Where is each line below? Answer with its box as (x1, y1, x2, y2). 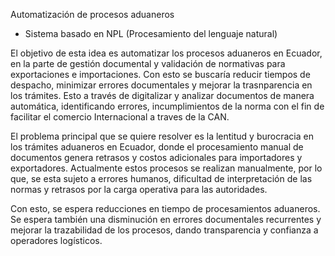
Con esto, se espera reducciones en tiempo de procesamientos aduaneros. (10, 203, 321, 214)
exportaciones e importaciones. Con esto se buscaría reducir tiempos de (10, 69, 311, 80)
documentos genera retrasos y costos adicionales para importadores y (10, 152, 303, 163)
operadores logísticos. (10, 235, 103, 246)
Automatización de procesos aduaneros (10, 9, 175, 20)
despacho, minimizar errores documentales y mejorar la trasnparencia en (10, 79, 313, 91)
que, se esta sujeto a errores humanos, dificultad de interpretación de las (10, 173, 313, 184)
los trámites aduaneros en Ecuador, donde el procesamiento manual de (10, 141, 304, 153)
